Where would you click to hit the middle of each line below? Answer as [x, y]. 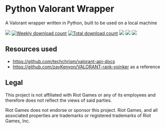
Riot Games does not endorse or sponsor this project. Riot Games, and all [81, 110]
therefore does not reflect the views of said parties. [59, 100]
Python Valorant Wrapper [60, 9]
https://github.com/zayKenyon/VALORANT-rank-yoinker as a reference [86, 67]
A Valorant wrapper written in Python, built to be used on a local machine [81, 23]
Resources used [31, 49]
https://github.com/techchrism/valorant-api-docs [64, 61]
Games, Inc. [18, 121]
